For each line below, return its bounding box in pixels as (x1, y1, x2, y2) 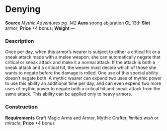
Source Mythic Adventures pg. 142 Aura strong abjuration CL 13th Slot (5, 20, 151, 26)
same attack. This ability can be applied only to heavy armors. (5, 91, 133, 97)
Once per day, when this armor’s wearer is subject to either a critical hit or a (5, 49, 161, 55)
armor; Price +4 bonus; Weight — (5, 25, 76, 31)
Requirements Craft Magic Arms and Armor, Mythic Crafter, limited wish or (5, 115, 159, 121)
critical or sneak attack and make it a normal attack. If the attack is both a (5, 60, 156, 65)
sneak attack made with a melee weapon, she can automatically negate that (5, 54, 161, 60)
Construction (5, 103, 38, 110)
